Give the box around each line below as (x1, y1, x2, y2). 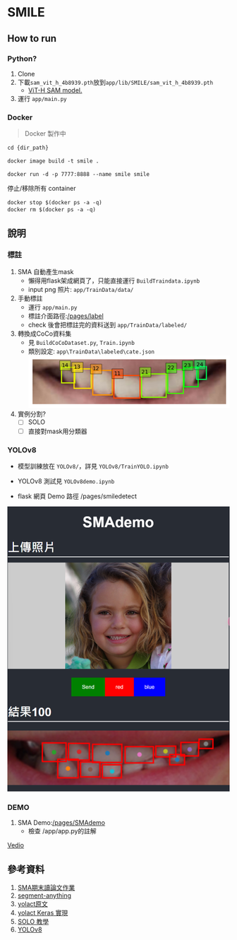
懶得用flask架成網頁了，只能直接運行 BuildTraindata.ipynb (28, 276, 200, 285)
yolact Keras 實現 (17, 909, 68, 917)
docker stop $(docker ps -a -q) (7, 199, 102, 206)
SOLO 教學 (17, 917, 49, 926)
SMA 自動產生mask (17, 267, 74, 276)
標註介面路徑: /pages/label (28, 312, 104, 320)
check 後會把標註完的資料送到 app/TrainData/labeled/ (28, 320, 188, 329)
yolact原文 (17, 900, 48, 908)
